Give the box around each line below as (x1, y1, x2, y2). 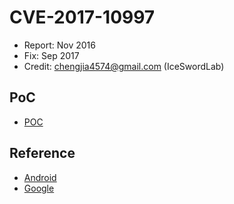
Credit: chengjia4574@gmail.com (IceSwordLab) (23, 60, 225, 72)
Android (23, 171, 57, 183)
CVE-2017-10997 (9, 6, 156, 29)
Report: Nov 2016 (23, 39, 96, 51)
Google (23, 182, 55, 194)
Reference (9, 145, 76, 162)
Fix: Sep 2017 (23, 49, 80, 61)
